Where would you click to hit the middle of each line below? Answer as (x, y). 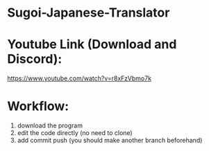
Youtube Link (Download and (92, 45)
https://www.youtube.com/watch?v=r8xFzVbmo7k (79, 78)
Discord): (35, 59)
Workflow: (38, 106)
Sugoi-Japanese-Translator (89, 13)
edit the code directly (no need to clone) (75, 133)
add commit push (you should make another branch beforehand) (110, 141)
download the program (50, 125)
